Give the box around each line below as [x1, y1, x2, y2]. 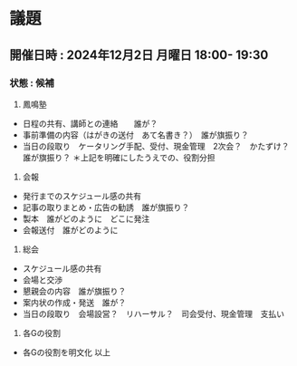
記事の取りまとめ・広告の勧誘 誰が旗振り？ [22, 201, 190, 213]
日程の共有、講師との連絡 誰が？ [22, 118, 158, 129]
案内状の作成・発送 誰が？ [22, 296, 127, 308]
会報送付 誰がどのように [22, 224, 119, 236]
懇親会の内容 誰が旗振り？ [22, 285, 127, 296]
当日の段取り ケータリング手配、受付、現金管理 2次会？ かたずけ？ [22, 140, 290, 151]
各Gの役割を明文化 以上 [22, 346, 111, 358]
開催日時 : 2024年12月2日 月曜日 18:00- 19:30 [9, 47, 269, 63]
